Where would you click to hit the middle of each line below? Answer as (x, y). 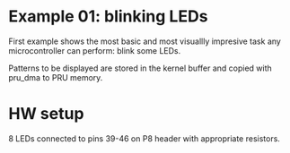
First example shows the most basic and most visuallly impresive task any (145, 41)
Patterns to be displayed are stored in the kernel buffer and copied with (141, 68)
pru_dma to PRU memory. (56, 77)
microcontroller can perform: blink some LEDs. (95, 50)
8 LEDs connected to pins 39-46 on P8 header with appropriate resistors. (144, 138)
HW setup (46, 114)
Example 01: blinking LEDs (108, 17)
